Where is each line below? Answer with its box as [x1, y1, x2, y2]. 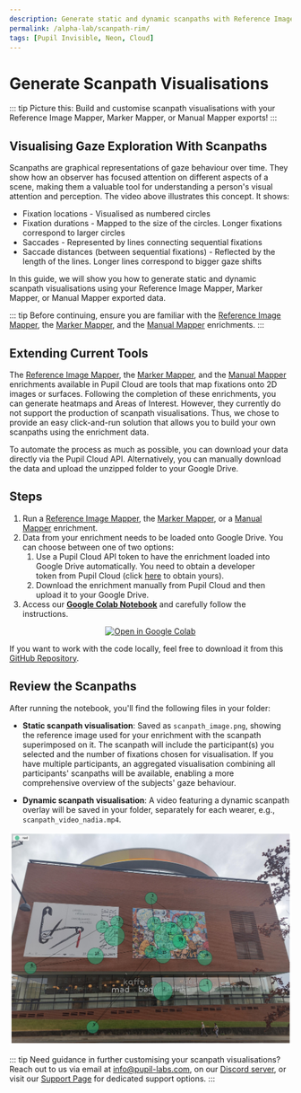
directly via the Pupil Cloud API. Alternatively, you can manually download [9, 454, 281, 464]
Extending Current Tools [9, 346, 149, 361]
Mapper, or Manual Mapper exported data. [9, 293, 167, 304]
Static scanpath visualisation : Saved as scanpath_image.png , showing [21, 719, 282, 731]
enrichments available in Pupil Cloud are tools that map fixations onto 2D [9, 378, 278, 390]
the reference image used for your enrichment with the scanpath [21, 729, 262, 740]
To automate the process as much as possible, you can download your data [9, 444, 288, 454]
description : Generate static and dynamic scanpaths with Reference [9, 14, 271, 23]
